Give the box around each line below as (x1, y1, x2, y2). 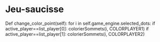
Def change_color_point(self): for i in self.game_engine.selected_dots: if (5, 20, 155, 26)
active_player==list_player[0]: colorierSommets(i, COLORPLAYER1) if (5, 25, 149, 31)
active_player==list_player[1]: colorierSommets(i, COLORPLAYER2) (5, 31, 145, 37)
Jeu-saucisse (5, 4, 65, 15)
